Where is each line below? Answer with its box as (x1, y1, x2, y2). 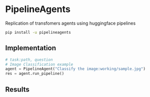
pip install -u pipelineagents (5, 30, 71, 35)
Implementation (5, 44, 57, 52)
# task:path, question (5, 57, 53, 62)
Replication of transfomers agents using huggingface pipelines (5, 20, 136, 26)
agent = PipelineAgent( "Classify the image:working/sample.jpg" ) (5, 66, 145, 71)
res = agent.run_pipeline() (5, 71, 65, 76)
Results (5, 85, 30, 93)
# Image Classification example (5, 62, 73, 67)
